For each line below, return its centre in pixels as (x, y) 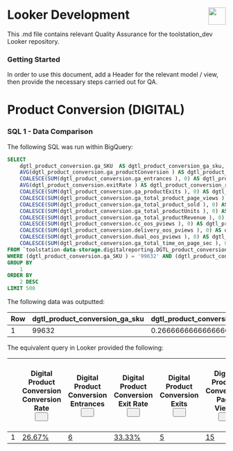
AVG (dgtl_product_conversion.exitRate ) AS (84, 185)
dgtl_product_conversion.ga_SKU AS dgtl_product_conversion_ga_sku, (122, 166)
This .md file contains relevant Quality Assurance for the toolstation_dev (110, 34)
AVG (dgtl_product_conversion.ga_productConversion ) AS (102, 172)
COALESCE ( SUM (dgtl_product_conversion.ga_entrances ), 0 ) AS (110, 179)
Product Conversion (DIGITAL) (96, 110)
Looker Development (69, 15)
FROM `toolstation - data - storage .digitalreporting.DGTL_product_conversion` (119, 250)
